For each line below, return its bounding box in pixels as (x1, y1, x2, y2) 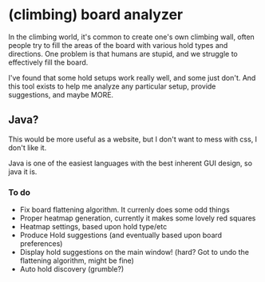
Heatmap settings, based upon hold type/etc (19, 222, 168, 232)
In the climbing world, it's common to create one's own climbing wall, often (8, 32, 255, 42)
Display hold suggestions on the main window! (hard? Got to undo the (19, 248, 250, 257)
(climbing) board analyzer (8, 6, 184, 24)
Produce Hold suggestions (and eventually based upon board (19, 230, 222, 240)
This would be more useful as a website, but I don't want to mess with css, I (8, 134, 258, 144)
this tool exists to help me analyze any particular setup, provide (8, 81, 216, 91)
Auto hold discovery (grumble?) (19, 264, 125, 274)
